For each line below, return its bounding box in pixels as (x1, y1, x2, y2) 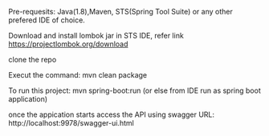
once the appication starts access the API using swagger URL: (8, 110, 215, 119)
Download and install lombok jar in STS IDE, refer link (8, 31, 185, 40)
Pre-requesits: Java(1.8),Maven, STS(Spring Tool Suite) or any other (8, 7, 233, 16)
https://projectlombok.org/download (8, 39, 128, 49)
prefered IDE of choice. (8, 15, 86, 25)
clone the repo (8, 55, 57, 64)
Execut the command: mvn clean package (8, 70, 148, 79)
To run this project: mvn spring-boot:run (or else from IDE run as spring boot (8, 86, 261, 95)
